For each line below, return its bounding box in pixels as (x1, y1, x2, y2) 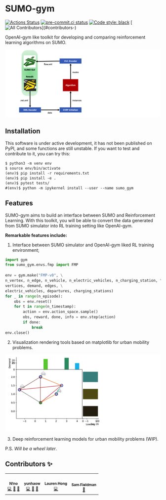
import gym (5, 257, 28, 262)
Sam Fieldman (71, 482, 96, 487)
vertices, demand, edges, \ (5, 283, 63, 288)
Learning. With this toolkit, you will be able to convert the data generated (5, 217, 153, 223)
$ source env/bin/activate (5, 166, 61, 171)
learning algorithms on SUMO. (5, 39, 67, 45)
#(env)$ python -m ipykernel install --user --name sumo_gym (5, 185, 134, 190)
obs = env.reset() (14, 299, 52, 304)
